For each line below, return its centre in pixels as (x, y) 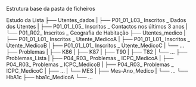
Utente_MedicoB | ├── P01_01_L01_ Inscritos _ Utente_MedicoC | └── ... (95, 45)
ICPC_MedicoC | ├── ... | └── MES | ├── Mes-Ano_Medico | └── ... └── (97, 71)
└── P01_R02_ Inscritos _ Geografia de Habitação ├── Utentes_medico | (96, 33)
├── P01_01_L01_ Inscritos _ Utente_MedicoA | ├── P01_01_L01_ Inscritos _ (98, 39)
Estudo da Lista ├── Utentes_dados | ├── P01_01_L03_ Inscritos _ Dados (96, 20)
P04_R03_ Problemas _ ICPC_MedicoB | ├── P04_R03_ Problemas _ (90, 64)
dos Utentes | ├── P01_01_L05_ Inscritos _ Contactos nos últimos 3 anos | (97, 27)
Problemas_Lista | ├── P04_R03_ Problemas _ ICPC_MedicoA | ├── (90, 58)
